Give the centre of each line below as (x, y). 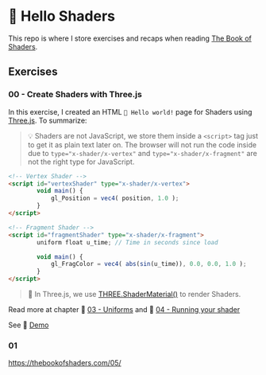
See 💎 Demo (29, 325)
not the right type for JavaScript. (81, 162)
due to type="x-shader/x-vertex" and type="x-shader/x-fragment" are (143, 153)
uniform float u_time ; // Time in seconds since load (127, 242)
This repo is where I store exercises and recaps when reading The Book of (130, 38)
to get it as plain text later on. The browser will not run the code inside (142, 145)
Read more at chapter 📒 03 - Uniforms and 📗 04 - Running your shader (124, 309)
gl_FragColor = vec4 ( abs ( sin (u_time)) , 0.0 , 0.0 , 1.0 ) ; (148, 264)
